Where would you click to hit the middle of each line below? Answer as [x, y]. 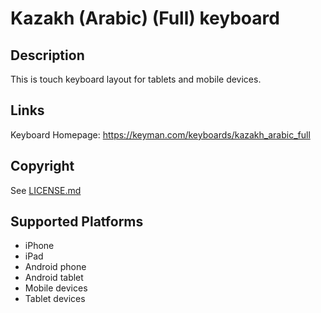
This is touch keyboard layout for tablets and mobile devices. [136, 79]
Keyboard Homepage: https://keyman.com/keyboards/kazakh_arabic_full [160, 134]
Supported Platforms [77, 222]
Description [47, 55]
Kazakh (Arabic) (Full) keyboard [145, 18]
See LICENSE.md [46, 190]
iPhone [39, 246]
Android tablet [54, 278]
